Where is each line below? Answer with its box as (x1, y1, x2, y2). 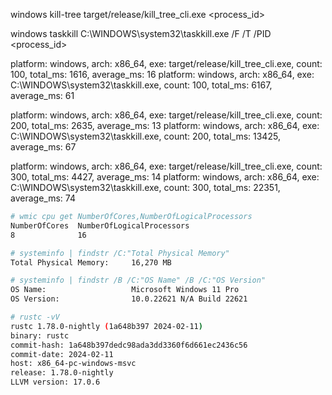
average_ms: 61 (10, 90, 75, 101)
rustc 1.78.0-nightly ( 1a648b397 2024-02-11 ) (10, 321, 203, 331)
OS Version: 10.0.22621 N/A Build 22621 (10, 294, 248, 304)
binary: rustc (10, 330, 70, 341)
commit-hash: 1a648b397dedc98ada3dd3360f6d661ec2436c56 (10, 340, 248, 350)
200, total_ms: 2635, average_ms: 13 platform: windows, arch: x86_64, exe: (10, 120, 320, 131)
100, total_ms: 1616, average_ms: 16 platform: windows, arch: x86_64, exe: (10, 69, 315, 80)
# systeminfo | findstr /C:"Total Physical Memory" (10, 248, 230, 258)
